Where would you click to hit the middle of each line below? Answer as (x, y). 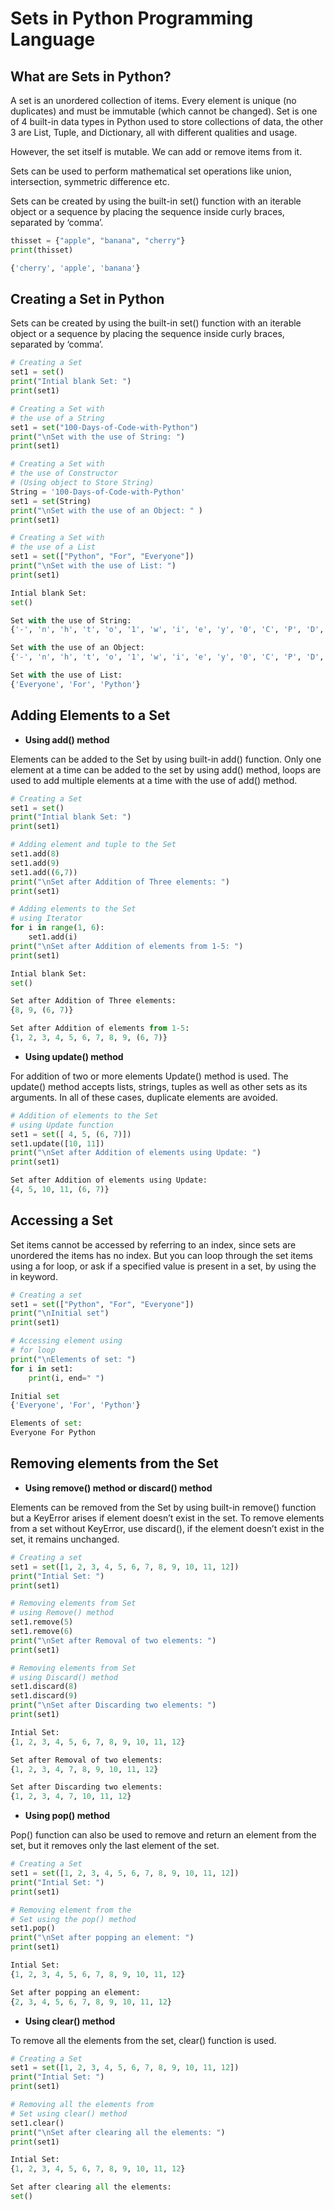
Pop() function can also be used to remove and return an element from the (163, 1835)
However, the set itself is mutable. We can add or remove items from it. (156, 151)
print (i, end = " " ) (66, 1378)
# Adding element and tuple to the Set (93, 845)
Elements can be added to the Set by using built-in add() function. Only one (166, 759)
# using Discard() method (64, 1677)
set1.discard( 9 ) (44, 1696)
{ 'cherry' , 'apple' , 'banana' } (75, 268)
